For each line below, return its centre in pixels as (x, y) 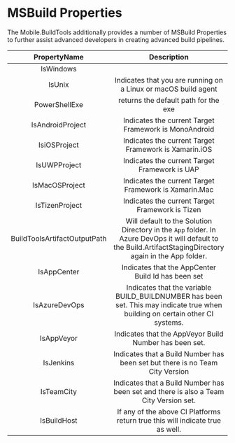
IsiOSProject (58, 145)
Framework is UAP (169, 169)
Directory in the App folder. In (169, 230)
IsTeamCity (59, 391)
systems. (169, 322)
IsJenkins (59, 363)
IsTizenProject (59, 205)
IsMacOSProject (58, 185)
